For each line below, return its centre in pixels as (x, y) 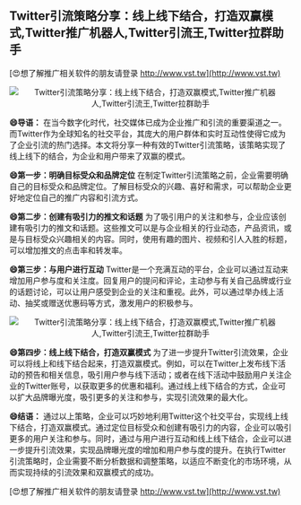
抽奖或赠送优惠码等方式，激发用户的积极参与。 (111, 302)
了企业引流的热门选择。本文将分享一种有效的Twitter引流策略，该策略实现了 (148, 144)
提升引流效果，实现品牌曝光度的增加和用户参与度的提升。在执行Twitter (155, 449)
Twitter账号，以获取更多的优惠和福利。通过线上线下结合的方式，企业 (151, 386)
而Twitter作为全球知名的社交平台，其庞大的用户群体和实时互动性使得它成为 (148, 134)
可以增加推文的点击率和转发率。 (68, 250)
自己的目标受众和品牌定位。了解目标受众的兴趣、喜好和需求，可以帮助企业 (146, 186)
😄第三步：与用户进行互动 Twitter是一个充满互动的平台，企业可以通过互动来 (149, 269)
